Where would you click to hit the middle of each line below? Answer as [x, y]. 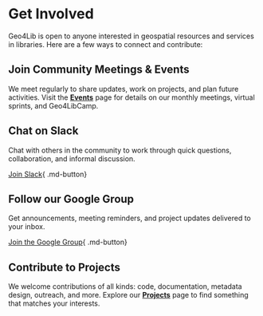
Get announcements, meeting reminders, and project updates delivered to [130, 218]
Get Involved [51, 14]
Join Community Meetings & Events [99, 70]
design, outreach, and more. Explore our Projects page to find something [128, 295]
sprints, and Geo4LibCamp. [53, 105]
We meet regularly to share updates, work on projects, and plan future [124, 89]
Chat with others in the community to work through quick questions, [120, 150]
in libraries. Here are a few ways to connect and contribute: [106, 44]
